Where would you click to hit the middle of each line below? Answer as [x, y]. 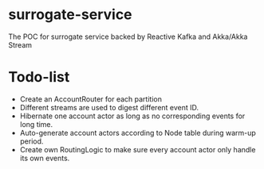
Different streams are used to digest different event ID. [109, 107]
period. [32, 141]
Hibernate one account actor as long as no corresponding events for [132, 116]
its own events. [45, 158]
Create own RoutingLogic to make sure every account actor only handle [138, 149]
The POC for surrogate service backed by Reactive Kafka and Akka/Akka [128, 36]
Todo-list [39, 77]
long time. [36, 124]
